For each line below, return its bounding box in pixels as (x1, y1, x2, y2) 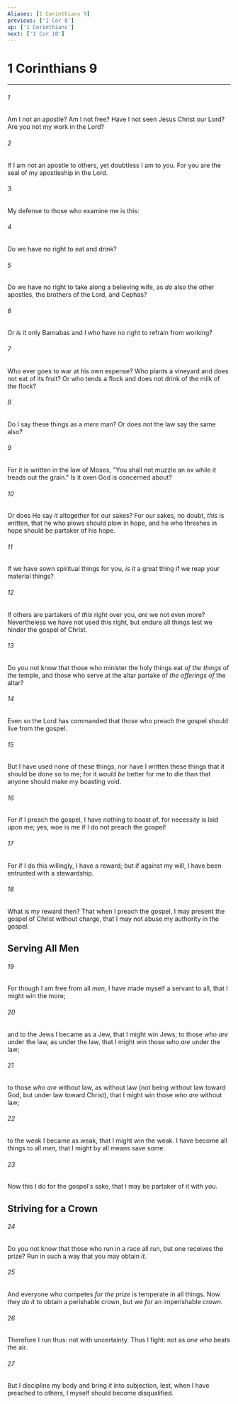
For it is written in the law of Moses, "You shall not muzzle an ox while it (7, 465, 217, 475)
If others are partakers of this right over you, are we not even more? (7, 610, 205, 618)
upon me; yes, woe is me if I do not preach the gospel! (7, 823, 166, 832)
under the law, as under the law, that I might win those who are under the (7, 1037, 221, 1046)
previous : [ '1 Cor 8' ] (7, 17, 74, 24)
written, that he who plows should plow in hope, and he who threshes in (7, 519, 217, 528)
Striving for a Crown (7, 1202, 98, 1215)
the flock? (7, 382, 37, 390)
